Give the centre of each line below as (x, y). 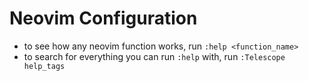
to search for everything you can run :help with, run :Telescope (154, 56)
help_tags (44, 66)
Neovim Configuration (103, 18)
